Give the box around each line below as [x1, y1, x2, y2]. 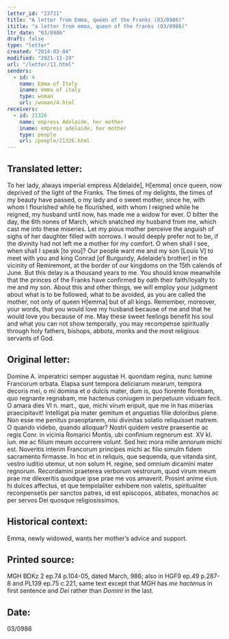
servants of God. [7, 334, 55, 342]
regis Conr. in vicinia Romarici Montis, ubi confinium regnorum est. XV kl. [7, 430, 213, 439]
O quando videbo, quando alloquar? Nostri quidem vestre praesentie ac [7, 423, 208, 431]
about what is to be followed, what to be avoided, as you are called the [7, 290, 206, 298]
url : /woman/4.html [19, 99, 75, 106]
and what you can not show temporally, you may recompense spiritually [7, 319, 210, 328]
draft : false [7, 36, 44, 43]
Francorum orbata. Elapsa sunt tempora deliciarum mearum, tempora [7, 379, 202, 387]
